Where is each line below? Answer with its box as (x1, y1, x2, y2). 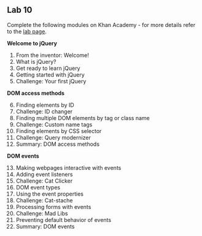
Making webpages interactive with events (15, 164, 122, 171)
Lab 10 (7, 5, 33, 15)
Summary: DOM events (15, 223, 75, 230)
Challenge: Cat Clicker (15, 177, 73, 185)
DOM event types (15, 183, 61, 191)
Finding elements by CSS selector (15, 127, 102, 134)
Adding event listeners (15, 170, 73, 178)
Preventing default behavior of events (15, 216, 112, 223)
